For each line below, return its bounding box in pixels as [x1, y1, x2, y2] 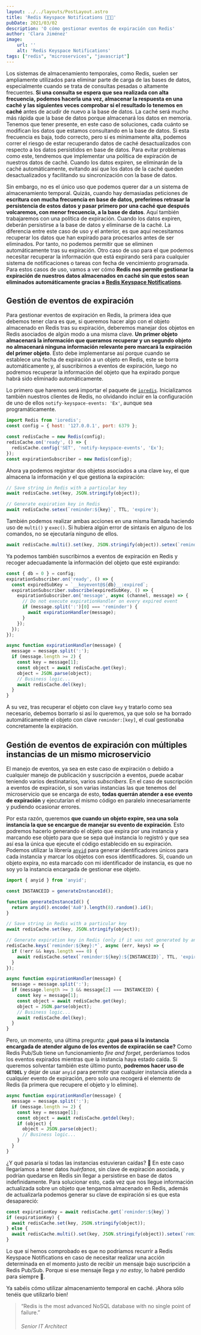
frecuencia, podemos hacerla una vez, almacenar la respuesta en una [6, 95, 183, 102]
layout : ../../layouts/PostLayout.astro [6, 8, 109, 15]
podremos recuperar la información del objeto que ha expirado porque [6, 369, 180, 376]
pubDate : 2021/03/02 [6, 20, 58, 26]
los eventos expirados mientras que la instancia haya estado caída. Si [6, 1056, 178, 1063]
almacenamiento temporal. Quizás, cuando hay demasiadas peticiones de [6, 189, 188, 196]
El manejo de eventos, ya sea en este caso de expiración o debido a [6, 765, 174, 772]
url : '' [17, 42, 36, 48]
